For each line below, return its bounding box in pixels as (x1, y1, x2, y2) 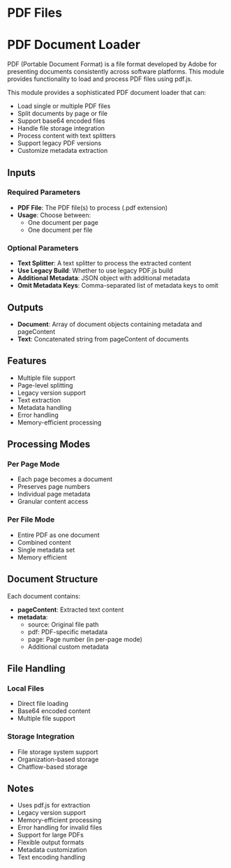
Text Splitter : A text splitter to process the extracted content (17, 259, 192, 267)
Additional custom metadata (27, 642, 110, 651)
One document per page (27, 218, 99, 226)
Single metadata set (17, 545, 75, 554)
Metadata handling (17, 403, 72, 411)
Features (7, 355, 47, 367)
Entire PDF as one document (17, 531, 100, 539)
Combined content (17, 538, 71, 546)
